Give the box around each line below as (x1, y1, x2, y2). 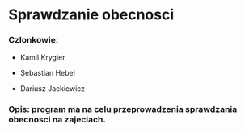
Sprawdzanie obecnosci (8, 6, 175, 24)
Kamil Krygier (19, 52, 65, 62)
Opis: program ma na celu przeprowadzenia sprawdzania (8, 104, 238, 115)
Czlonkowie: (8, 35, 59, 46)
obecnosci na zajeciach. (8, 114, 107, 126)
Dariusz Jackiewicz (19, 84, 86, 93)
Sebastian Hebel (19, 68, 75, 78)
